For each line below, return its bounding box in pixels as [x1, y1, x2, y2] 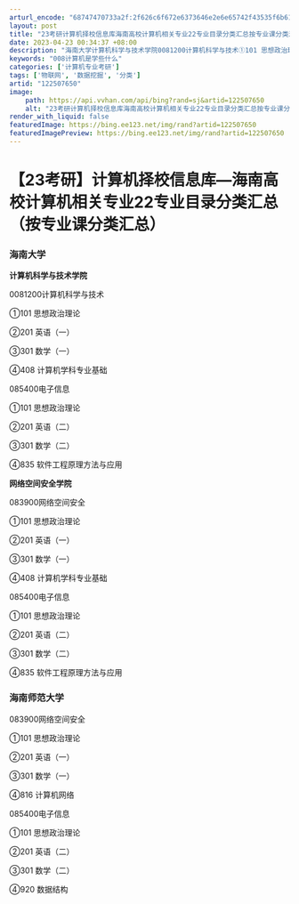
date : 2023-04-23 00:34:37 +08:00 [9, 37, 138, 47]
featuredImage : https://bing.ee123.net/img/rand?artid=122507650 [9, 121, 256, 130]
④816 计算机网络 [9, 789, 75, 800]
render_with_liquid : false [9, 112, 109, 121]
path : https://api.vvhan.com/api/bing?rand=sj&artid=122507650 [25, 95, 265, 105]
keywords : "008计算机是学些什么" [9, 54, 123, 63]
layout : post [9, 21, 58, 30]
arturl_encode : [9, 12, 66, 22]
